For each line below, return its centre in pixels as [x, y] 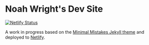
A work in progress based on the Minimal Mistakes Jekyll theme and [75, 32]
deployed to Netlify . [25, 37]
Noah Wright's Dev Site [54, 9]
